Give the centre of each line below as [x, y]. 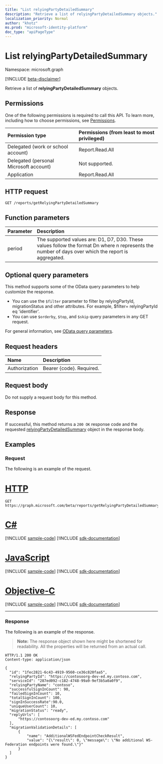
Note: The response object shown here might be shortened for [80, 641]
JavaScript [27, 558]
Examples [20, 445]
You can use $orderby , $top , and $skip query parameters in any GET [80, 317]
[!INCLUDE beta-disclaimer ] [33, 79]
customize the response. [30, 292]
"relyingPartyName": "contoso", [42, 685]
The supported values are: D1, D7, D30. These [90, 240]
